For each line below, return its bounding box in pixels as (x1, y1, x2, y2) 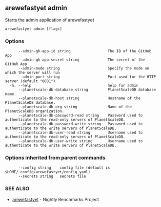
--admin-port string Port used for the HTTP (18, 74, 156, 80)
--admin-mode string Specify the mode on (18, 66, 150, 71)
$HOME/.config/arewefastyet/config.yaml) (5, 170, 91, 175)
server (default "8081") (5, 79, 56, 84)
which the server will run (5, 70, 60, 75)
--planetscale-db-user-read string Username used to (18, 130, 143, 135)
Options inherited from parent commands (5, 154, 106, 161)
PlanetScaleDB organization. (5, 109, 64, 114)
